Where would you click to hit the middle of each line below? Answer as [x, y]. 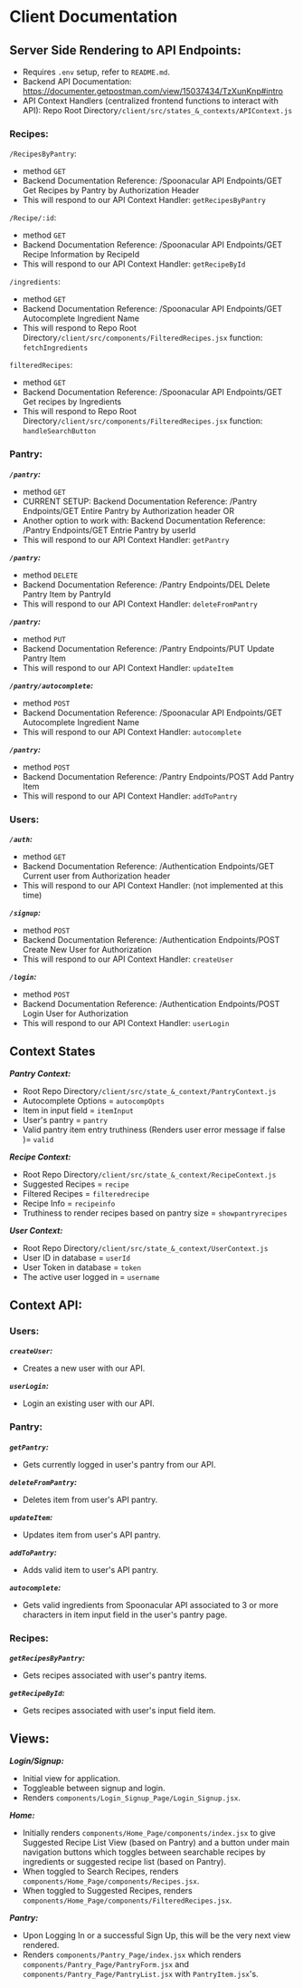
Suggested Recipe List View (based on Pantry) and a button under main [156, 1842]
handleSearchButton [59, 432]
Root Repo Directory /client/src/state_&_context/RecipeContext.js [149, 1174]
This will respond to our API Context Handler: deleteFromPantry [140, 604]
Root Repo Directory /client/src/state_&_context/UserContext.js [145, 1247]
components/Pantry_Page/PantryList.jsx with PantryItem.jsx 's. [141, 1973]
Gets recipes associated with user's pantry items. [114, 1675]
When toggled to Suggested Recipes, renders [107, 1890]
